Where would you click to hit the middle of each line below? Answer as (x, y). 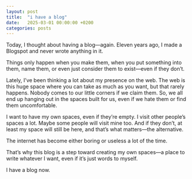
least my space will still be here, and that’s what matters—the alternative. (95, 129)
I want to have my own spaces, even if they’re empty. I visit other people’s (96, 117)
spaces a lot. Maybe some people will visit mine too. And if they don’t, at (94, 123)
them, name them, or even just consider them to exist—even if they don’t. (95, 69)
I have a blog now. (28, 170)
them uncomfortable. (32, 105)
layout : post (22, 12)
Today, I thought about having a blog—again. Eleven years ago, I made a (94, 45)
